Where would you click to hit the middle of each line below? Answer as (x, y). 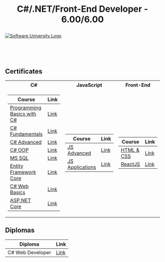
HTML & (130, 150)
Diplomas (20, 230)
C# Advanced (26, 142)
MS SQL (19, 158)
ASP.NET (20, 200)
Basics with (23, 114)
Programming (26, 108)
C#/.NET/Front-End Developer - (82, 9)
